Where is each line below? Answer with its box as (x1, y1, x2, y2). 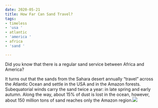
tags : (5, 16, 16, 21)
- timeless (5, 21, 27, 26)
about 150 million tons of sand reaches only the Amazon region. (5, 97, 133, 103)
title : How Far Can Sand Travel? (5, 12, 73, 17)
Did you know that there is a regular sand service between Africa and (5, 61, 145, 67)
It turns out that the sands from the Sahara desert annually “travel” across (5, 76, 154, 82)
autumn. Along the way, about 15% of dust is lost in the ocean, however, (5, 91, 150, 97)
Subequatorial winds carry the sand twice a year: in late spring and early (5, 86, 151, 92)
